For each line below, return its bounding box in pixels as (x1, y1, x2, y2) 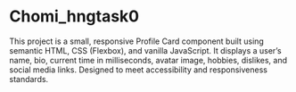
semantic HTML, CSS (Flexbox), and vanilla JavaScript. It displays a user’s (9, 45, 283, 55)
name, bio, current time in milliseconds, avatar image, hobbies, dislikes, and (9, 54, 288, 65)
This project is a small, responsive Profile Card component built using (9, 36, 265, 46)
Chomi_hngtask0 (9, 6, 140, 27)
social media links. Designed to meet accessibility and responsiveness (9, 64, 267, 75)
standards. (9, 73, 49, 84)
